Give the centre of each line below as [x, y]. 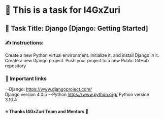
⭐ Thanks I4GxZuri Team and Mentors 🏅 [47, 111]
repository [16, 66]
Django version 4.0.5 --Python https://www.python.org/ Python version [77, 95]
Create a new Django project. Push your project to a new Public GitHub [77, 60]
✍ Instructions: [25, 42]
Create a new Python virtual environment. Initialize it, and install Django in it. [82, 55]
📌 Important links [26, 79]
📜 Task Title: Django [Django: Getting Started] [77, 28]
